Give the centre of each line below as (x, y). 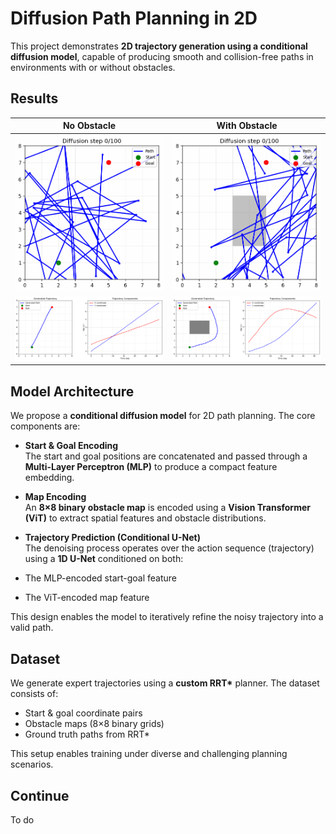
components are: (45, 426)
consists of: (34, 694)
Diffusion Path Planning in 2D (134, 18)
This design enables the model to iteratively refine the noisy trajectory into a (167, 617)
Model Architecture (72, 391)
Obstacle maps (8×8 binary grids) (94, 724)
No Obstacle (89, 126)
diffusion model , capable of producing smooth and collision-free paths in (162, 56)
